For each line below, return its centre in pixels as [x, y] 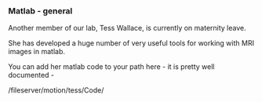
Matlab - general [40, 11]
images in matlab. [36, 52]
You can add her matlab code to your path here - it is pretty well [111, 67]
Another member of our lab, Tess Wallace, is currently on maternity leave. [127, 28]
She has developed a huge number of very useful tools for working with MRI [131, 43]
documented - [31, 75]
